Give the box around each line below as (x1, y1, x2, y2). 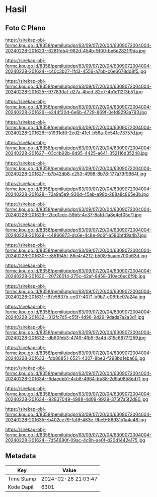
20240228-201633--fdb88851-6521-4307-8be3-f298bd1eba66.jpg (5, 355, 145, 361)
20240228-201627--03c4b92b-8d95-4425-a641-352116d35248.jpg (5, 150, 148, 156)
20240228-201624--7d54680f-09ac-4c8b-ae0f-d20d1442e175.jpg (5, 437, 145, 443)
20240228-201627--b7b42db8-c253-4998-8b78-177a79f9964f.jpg (5, 171, 146, 177)
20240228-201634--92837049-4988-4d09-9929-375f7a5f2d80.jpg (5, 396, 148, 402)
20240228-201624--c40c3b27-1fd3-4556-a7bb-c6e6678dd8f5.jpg (5, 68, 146, 74)
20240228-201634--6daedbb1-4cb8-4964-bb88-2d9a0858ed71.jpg (5, 376, 148, 381)
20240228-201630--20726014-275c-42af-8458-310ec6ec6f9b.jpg (5, 273, 146, 279)
